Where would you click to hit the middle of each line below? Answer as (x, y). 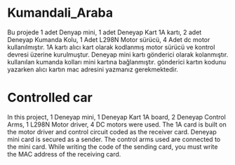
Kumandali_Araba (60, 13)
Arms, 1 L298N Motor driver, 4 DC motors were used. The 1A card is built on (117, 124)
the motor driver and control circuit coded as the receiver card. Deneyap (112, 131)
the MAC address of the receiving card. (64, 154)
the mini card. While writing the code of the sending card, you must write (113, 146)
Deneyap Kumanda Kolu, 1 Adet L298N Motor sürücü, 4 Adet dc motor (109, 39)
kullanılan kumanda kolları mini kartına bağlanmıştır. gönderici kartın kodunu (117, 62)
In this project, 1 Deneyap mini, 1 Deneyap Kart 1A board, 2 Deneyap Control (116, 117)
